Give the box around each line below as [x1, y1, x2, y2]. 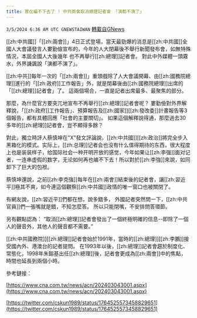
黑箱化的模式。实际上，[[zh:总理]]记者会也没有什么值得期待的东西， [6, 141, 170, 148]
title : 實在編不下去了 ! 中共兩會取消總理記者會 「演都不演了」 [6, 8, 145, 15]
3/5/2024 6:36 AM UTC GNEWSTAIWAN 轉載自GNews [6, 25, 125, 32]
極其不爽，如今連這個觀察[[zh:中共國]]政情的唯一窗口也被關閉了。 [15, 183, 174, 190]
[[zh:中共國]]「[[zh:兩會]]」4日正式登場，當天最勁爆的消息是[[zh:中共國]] [6, 38, 183, 45]
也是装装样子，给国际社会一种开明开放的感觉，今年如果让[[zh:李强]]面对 [11, 148, 186, 155]
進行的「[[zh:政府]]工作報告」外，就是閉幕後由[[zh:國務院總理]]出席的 [15, 80, 184, 87]
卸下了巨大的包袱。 [6, 163, 53, 170]
